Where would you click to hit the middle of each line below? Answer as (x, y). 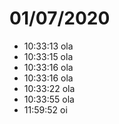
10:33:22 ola (49, 88)
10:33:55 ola (49, 99)
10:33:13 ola (48, 46)
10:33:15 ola (48, 56)
